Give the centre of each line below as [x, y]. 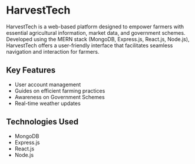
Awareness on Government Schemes [60, 97]
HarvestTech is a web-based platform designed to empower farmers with [95, 27]
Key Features [31, 70]
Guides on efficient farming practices [60, 91]
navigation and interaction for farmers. [53, 51]
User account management [48, 84]
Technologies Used [42, 122]
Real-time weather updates [47, 103]
